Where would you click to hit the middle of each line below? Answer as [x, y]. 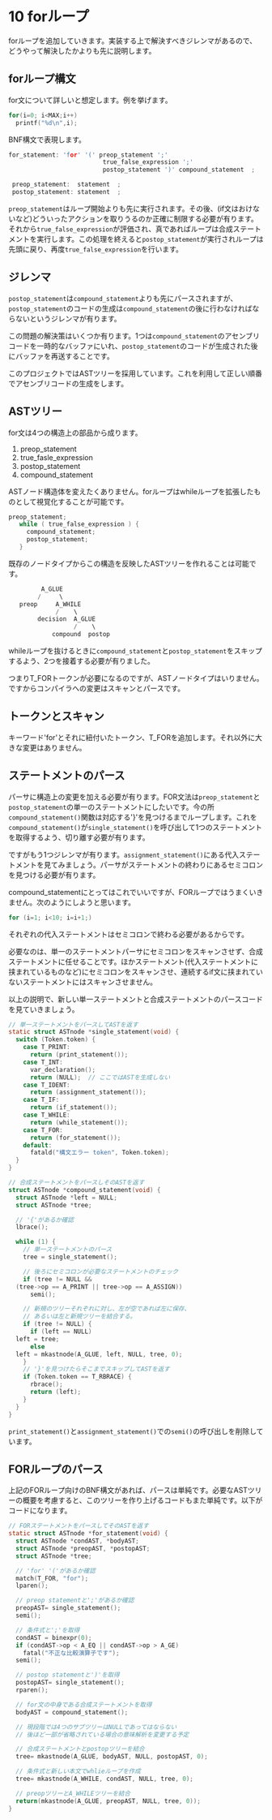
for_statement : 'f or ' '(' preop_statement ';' [88, 155]
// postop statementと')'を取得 [68, 1675]
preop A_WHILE [50, 604]
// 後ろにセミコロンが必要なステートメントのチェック [101, 1271]
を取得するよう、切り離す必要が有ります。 [79, 837]
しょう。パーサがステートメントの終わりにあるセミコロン [167, 864]
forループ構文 [42, 79]
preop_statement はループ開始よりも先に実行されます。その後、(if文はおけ [131, 209]
